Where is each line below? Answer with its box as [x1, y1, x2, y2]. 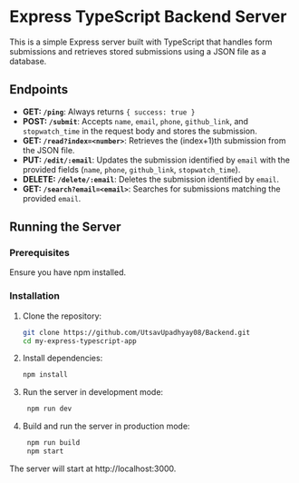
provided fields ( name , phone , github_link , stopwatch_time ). [22, 163, 241, 174]
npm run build [26, 439, 81, 448]
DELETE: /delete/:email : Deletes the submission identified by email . [22, 173, 279, 184]
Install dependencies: [22, 352, 103, 364]
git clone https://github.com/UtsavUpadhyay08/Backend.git [22, 328, 251, 337]
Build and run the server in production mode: [22, 420, 190, 432]
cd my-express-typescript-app [22, 336, 138, 346]
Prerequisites [9, 247, 70, 260]
